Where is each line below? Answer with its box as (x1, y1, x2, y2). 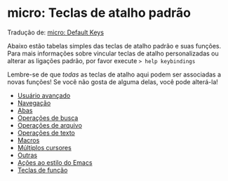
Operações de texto (17, 128, 75, 137)
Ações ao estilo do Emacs (17, 158, 93, 166)
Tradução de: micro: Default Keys (7, 28, 104, 36)
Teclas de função (17, 166, 68, 174)
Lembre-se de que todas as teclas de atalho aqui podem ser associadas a (7, 70, 222, 79)
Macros (17, 135, 40, 145)
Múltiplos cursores (17, 143, 72, 152)
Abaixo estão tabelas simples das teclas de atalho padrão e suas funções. (7, 41, 222, 50)
